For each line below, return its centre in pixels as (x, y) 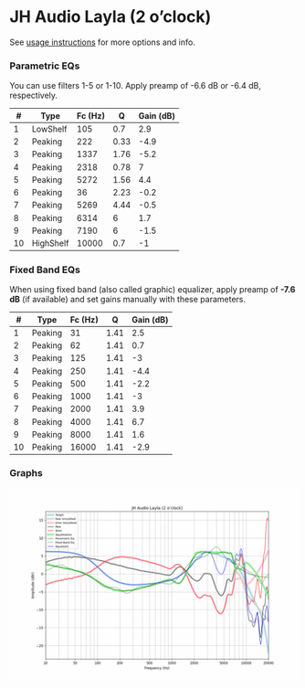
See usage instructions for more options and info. (103, 42)
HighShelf (50, 243)
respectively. (33, 95)
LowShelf (49, 129)
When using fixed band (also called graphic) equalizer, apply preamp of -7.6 (152, 290)
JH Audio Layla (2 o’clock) (110, 17)
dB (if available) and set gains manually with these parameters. (128, 300)
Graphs (26, 473)
